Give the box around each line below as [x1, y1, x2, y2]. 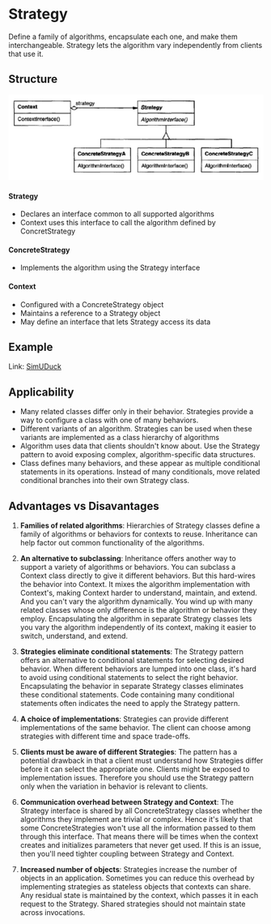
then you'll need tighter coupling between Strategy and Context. [19, 849, 235, 859]
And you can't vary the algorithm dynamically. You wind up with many [19, 597, 253, 606]
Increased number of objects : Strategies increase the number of [19, 865, 237, 875]
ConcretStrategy [19, 226, 76, 236]
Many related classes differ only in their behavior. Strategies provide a [19, 407, 254, 417]
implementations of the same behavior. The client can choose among [19, 723, 251, 733]
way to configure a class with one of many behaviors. [19, 415, 199, 426]
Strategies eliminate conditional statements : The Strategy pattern [19, 647, 244, 657]
